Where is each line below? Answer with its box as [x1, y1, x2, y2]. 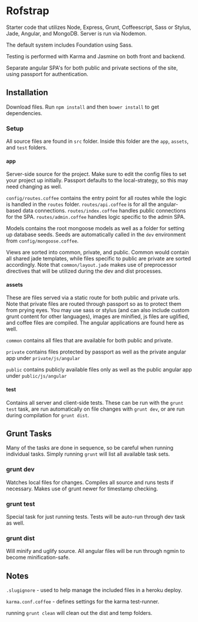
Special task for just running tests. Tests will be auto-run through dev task [6, 513, 186, 520]
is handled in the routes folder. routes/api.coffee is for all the [6, 201, 157, 208]
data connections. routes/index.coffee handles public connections [22, 207, 186, 214]
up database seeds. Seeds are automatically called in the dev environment [6, 231, 186, 238]
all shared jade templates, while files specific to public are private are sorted [6, 255, 192, 262]
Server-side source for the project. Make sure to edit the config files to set [6, 171, 187, 178]
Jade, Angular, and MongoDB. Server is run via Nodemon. [6, 30, 147, 37]
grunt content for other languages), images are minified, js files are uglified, [6, 313, 190, 320]
